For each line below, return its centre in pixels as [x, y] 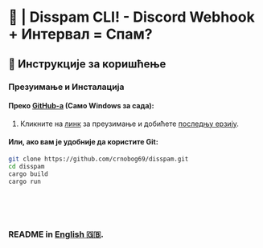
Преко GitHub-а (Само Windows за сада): [81, 106]
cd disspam [27, 166]
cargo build [28, 174]
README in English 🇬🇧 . [56, 234]
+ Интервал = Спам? [80, 34]
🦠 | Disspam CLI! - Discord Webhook [131, 17]
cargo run [25, 181]
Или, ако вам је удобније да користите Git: [83, 142]
